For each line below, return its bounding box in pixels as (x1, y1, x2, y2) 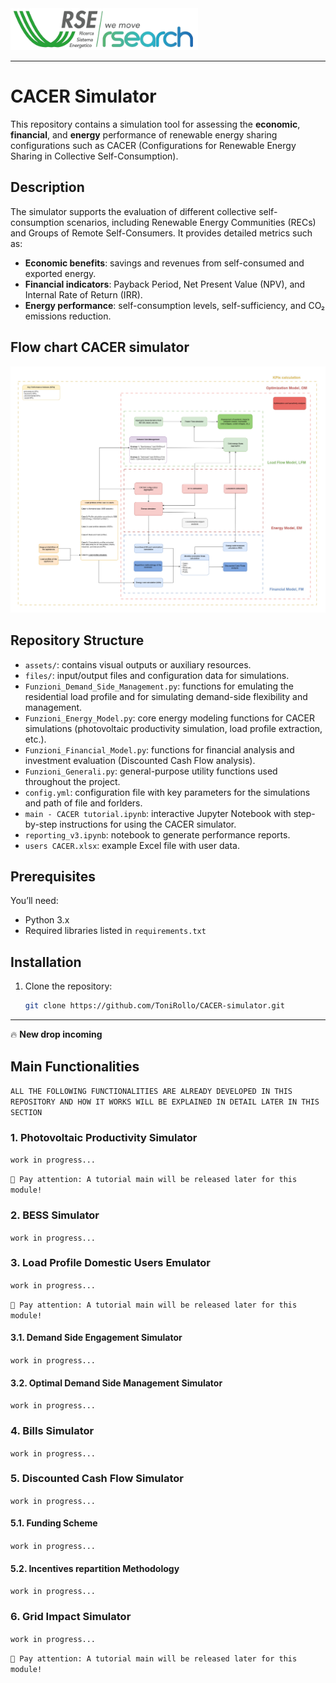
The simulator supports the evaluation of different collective (10, 205, 257, 217)
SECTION (10, 1107, 43, 1117)
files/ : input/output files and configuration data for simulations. (24, 669, 290, 681)
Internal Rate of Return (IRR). (24, 288, 143, 301)
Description (10, 179, 85, 196)
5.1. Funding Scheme (10, 1517, 98, 1529)
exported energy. (24, 267, 97, 279)
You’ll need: (10, 895, 59, 907)
